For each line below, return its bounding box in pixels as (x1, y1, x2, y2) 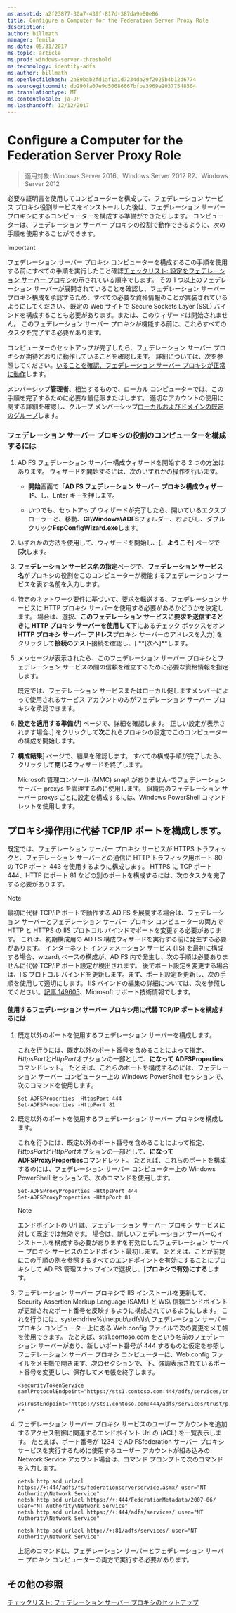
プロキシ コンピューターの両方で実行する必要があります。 (25, 1555, 193, 1564)
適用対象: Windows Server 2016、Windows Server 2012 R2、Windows (24, 171, 228, 180)
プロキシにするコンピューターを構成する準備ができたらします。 (7, 211, 192, 220)
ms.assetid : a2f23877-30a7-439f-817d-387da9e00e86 (7, 10, 159, 18)
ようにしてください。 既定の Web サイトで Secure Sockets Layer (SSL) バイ (7, 302, 227, 310)
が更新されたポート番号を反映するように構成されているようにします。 (17, 1306, 220, 1315)
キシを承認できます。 (17, 704, 79, 712)
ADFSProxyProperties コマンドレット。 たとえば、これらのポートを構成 (17, 1156, 226, 1165)
